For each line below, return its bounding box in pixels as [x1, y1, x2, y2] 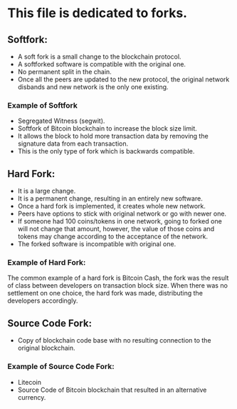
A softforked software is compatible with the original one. [17, 60, 186, 69]
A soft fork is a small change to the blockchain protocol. [17, 52, 181, 61]
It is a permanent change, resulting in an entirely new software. [17, 194, 203, 203]
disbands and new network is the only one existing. [17, 83, 169, 91]
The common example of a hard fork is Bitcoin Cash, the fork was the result [7, 273, 229, 283]
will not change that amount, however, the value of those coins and [17, 225, 215, 233]
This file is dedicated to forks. [7, 5, 187, 21]
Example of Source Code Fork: [7, 362, 115, 372]
